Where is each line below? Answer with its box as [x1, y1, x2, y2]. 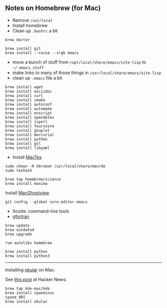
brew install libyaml [5, 145, 50, 151]
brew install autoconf [5, 102, 52, 107]
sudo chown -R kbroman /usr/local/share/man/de [5, 163, 106, 168]
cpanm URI [5, 295, 26, 300]
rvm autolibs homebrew [5, 240, 52, 245]
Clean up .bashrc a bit [12, 27, 58, 34]
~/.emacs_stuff [12, 65, 44, 70]
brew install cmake [5, 97, 46, 102]
